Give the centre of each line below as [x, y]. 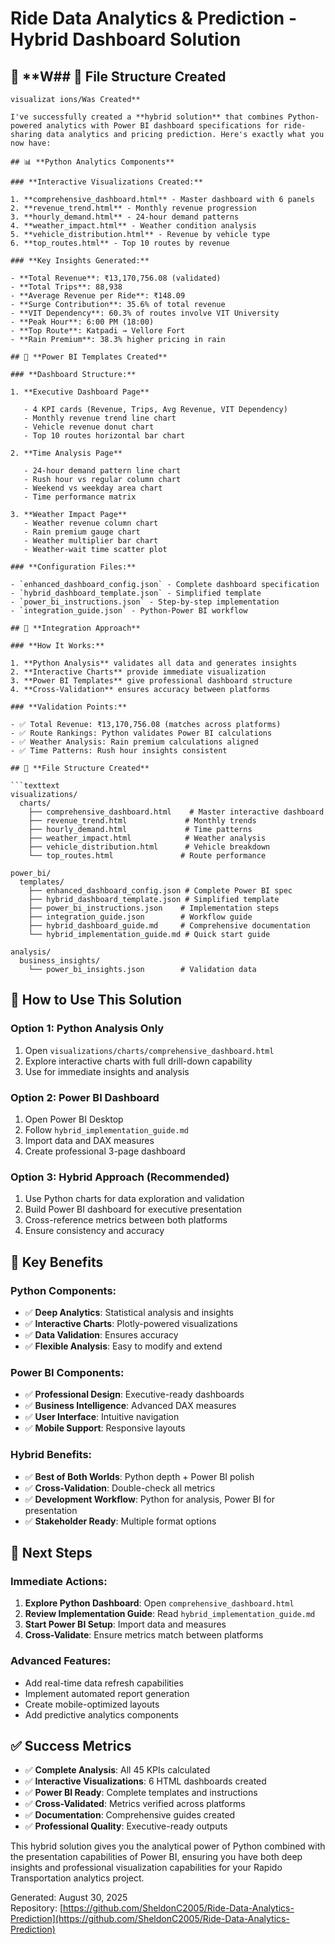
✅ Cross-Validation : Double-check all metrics [120, 1488]
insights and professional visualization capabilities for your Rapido [146, 1868]
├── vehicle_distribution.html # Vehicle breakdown [149, 847]
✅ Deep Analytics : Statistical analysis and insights [129, 1312]
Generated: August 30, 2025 [69, 1898]
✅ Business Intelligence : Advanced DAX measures [130, 1406]
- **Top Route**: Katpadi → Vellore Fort [98, 331]
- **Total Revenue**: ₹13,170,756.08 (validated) [116, 278]
